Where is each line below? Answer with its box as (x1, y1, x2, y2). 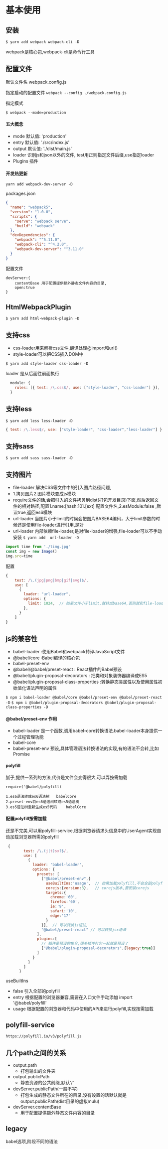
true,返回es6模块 (17, 509, 52, 516)
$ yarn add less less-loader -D (5, 418, 73, 424)
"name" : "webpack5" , (10, 205, 53, 210)
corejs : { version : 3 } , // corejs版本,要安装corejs (45, 885, 150, 890)
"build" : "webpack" (14, 223, 55, 228)
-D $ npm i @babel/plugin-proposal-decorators (5, 701, 103, 706)
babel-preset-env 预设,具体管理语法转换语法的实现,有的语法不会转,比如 (12, 745, 159, 751)
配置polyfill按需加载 (5, 816, 47, 822)
